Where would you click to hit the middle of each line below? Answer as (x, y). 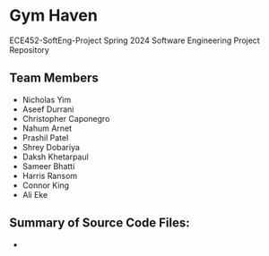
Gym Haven (54, 16)
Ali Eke (35, 194)
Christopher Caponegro (66, 118)
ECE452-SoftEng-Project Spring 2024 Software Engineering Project (134, 40)
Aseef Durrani (48, 109)
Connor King (46, 185)
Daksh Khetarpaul (56, 157)
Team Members (54, 78)
